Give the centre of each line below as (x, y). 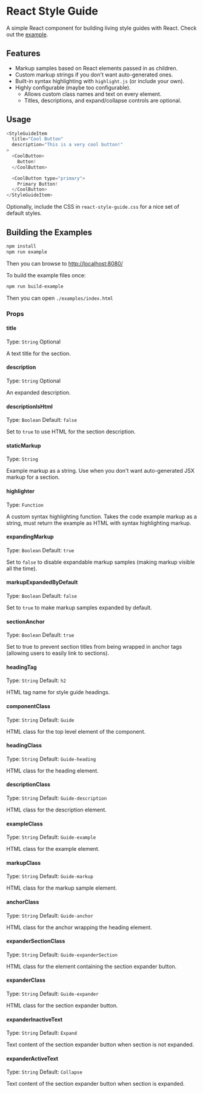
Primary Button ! (38, 184)
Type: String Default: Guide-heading (51, 759)
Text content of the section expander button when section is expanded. (95, 1084)
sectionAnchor (26, 621)
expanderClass (26, 980)
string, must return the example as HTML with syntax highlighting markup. (99, 523)
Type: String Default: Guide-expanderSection (62, 955)
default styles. (24, 213)
